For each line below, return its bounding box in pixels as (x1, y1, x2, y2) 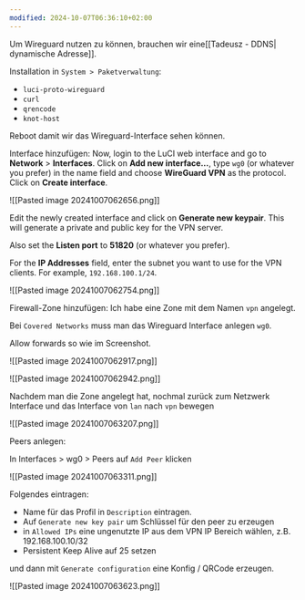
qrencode (22, 104, 56, 114)
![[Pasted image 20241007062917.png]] (9, 355, 158, 366)
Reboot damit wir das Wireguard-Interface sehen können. (9, 129, 226, 141)
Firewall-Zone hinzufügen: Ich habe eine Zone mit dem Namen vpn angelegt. (9, 302, 296, 313)
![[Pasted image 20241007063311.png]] (9, 471, 158, 481)
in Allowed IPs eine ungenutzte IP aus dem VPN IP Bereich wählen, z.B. (22, 525, 291, 536)
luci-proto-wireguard (22, 85, 105, 94)
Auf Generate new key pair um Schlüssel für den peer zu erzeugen (22, 516, 275, 527)
